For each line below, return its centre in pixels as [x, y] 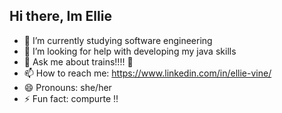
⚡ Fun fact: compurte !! [71, 98]
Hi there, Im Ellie [60, 16]
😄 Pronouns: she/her [67, 87]
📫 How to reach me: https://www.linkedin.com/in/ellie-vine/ [147, 73]
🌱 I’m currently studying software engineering [118, 40]
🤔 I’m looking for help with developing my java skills [130, 51]
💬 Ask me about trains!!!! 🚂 [78, 61]
